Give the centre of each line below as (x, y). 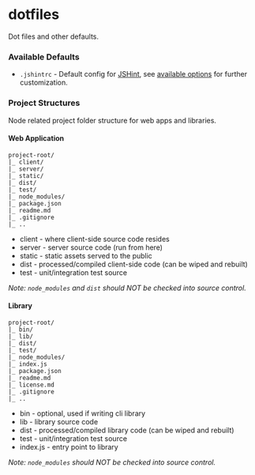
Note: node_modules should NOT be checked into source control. (112, 462)
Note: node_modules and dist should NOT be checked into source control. (127, 288)
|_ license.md (32, 385)
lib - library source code (59, 421)
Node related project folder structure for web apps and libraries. (112, 120)
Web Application (36, 138)
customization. (44, 83)
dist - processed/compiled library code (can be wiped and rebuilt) (127, 430)
